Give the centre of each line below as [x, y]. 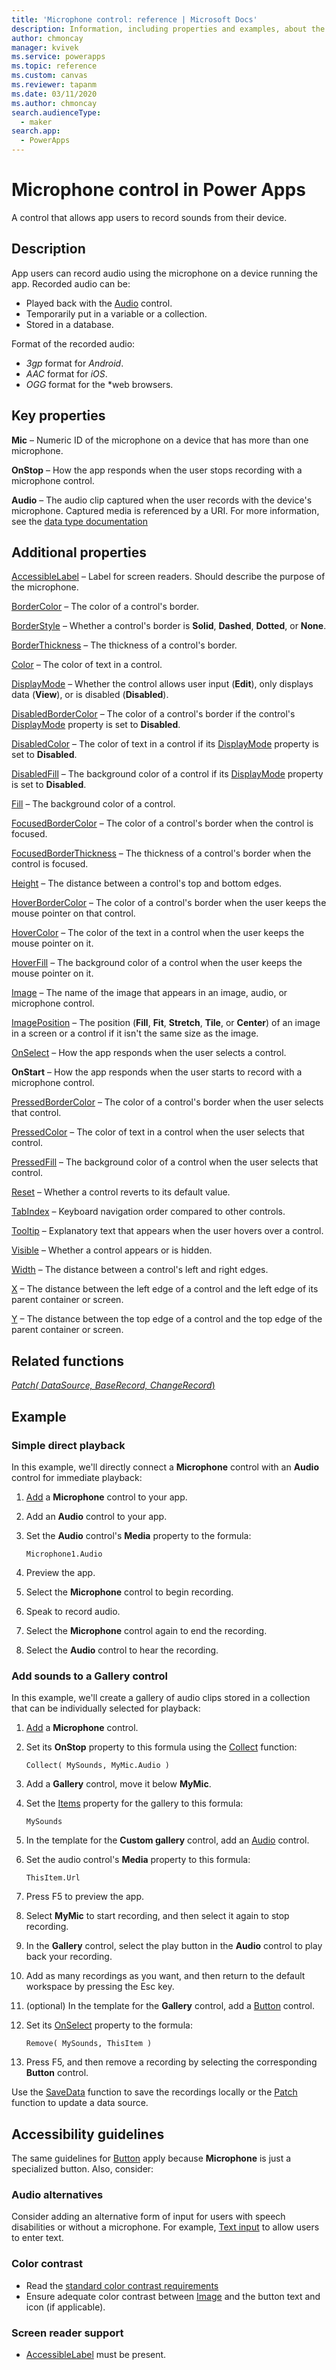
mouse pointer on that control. [73, 913]
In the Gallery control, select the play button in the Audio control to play [174, 1946]
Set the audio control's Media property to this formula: [138, 1860]
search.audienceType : [56, 112]
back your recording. [69, 1957]
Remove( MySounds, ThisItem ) [89, 2044]
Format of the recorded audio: [73, 343]
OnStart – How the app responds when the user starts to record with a [157, 1072]
